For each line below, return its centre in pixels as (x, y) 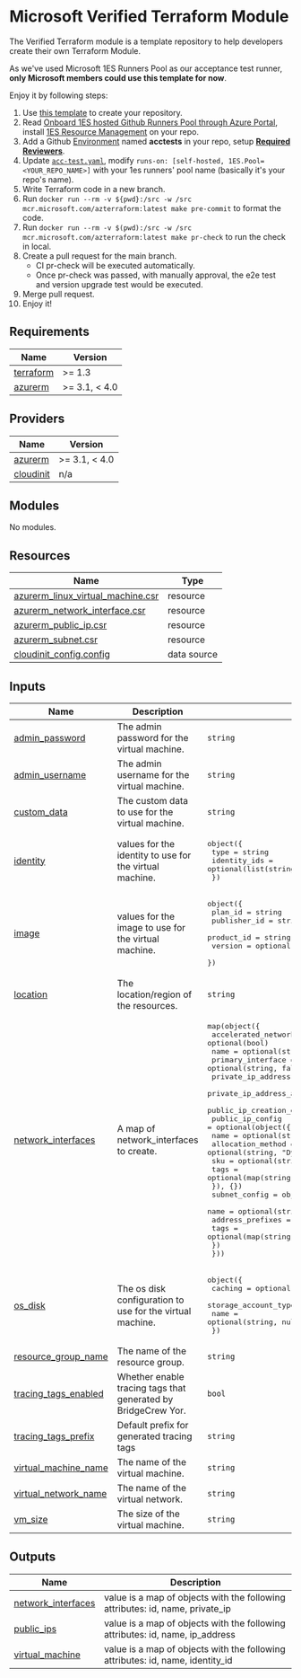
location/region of (155, 994)
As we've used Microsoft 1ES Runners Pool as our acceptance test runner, (146, 68)
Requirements (49, 332)
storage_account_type (251, 1305)
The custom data (152, 801)
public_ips (35, 1629)
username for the (153, 775)
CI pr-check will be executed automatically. (115, 265)
